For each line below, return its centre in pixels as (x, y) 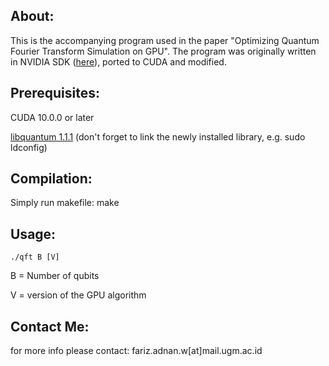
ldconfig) (29, 147)
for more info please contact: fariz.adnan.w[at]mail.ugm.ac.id (136, 351)
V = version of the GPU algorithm (78, 295)
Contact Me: (50, 326)
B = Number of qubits (55, 276)
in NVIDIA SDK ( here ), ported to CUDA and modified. (118, 61)
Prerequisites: (55, 93)
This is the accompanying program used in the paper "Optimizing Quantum (165, 40)
